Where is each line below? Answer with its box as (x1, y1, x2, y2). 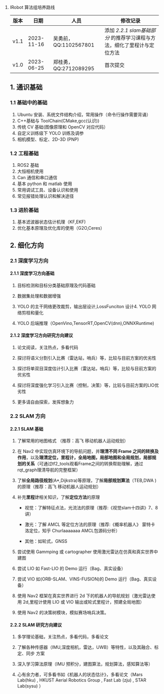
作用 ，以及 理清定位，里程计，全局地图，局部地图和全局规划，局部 (17, 454, 152, 460)
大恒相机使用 (17, 168, 44, 174)
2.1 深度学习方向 (9, 257, 49, 264)
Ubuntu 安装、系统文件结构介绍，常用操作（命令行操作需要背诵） (17, 111, 151, 118)
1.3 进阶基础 (9, 206, 39, 213)
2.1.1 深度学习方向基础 (9, 270, 55, 276)
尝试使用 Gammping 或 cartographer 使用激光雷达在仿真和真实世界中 (17, 549, 159, 555)
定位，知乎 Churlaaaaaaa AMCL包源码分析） (29, 528, 120, 534)
